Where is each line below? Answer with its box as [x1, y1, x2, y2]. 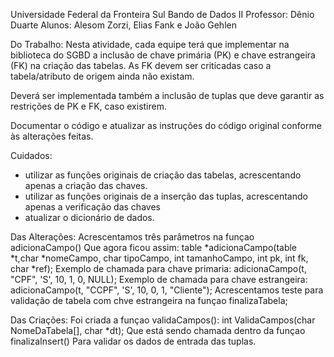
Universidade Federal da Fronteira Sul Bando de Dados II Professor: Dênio [10, 9, 315, 20]
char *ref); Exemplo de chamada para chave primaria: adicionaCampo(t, [10, 263, 307, 274]
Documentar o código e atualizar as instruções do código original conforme [10, 120, 322, 131]
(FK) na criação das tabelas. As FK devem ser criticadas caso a [10, 60, 272, 71]
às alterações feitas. [10, 130, 94, 142]
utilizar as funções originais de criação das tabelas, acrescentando [24, 169, 302, 181]
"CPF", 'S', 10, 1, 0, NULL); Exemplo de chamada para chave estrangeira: [10, 274, 308, 285]
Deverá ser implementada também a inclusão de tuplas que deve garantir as [10, 90, 325, 101]
